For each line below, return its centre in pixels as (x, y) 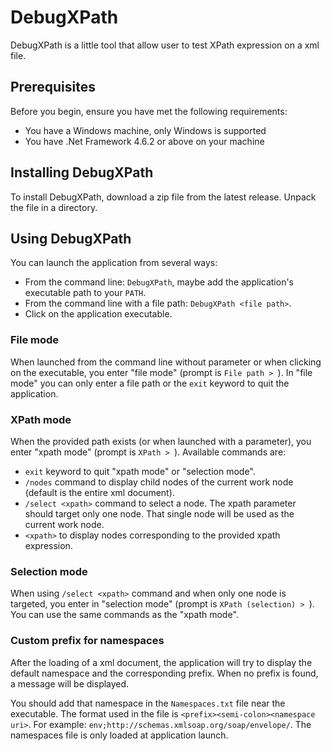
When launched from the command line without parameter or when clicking (166, 362)
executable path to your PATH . (85, 293)
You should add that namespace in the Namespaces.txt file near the (148, 703)
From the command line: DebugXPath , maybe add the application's (159, 282)
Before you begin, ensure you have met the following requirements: (149, 111)
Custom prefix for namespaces (87, 641)
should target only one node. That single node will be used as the (159, 513)
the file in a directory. (54, 207)
